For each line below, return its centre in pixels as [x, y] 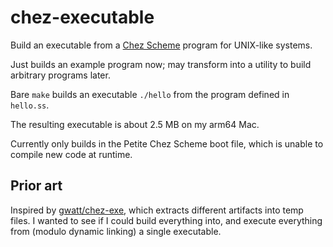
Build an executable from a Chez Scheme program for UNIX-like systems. [161, 45]
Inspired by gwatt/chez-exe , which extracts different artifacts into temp [157, 210]
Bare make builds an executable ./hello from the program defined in [150, 94]
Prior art [36, 186]
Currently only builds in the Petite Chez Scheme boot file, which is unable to [167, 143]
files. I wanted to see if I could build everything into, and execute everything [166, 220]
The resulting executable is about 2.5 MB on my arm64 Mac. [135, 124]
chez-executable [82, 17]
